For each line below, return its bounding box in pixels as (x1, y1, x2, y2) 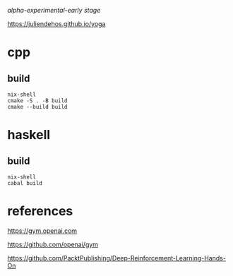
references (7, 203, 73, 220)
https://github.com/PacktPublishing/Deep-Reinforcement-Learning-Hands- (7, 253, 226, 262)
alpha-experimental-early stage (7, 6, 101, 14)
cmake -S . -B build (7, 97, 68, 104)
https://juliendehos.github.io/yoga (7, 20, 106, 28)
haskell (7, 127, 51, 143)
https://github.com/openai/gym (7, 240, 99, 248)
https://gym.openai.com (7, 226, 78, 235)
